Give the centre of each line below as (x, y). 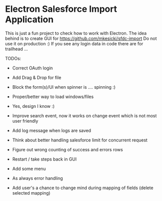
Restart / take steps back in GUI (44, 159)
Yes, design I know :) (33, 106)
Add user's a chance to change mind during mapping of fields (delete (83, 188)
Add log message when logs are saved (51, 130)
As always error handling (37, 178)
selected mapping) (31, 193)
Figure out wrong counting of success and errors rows (67, 149)
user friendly (25, 121)
